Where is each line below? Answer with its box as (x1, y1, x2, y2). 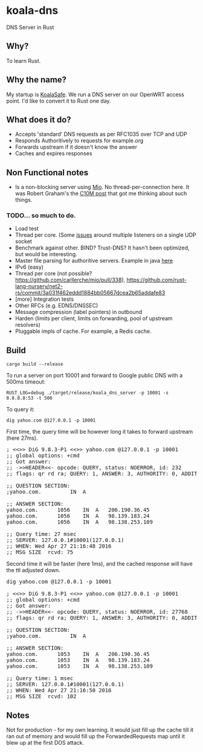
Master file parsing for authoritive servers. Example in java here (14, 257, 173, 265)
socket (14, 238, 32, 245)
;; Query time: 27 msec (6, 531, 77, 538)
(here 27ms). (6, 434, 38, 442)
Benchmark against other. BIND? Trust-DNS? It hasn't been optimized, (14, 244, 190, 251)
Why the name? (6, 75, 67, 85)
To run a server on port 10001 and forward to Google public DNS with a (6, 372, 183, 379)
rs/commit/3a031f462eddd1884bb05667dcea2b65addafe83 (14, 289, 166, 297)
